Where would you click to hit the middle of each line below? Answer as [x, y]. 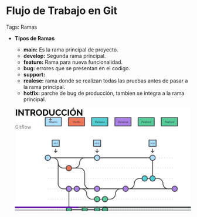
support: [34, 74]
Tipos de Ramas [34, 38]
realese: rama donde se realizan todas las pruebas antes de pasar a [106, 81]
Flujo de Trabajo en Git [62, 11]
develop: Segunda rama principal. [64, 56]
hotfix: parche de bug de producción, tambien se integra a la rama [104, 93]
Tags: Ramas [22, 27]
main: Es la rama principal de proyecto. [71, 49]
